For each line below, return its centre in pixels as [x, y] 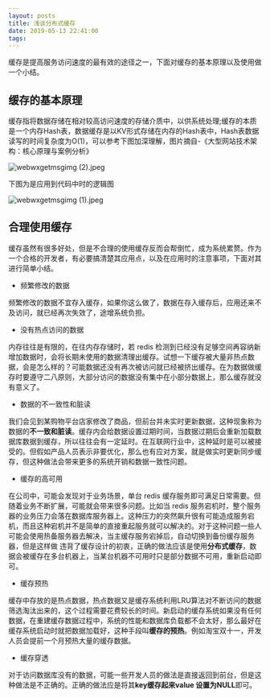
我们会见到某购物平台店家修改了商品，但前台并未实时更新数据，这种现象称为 [135, 421]
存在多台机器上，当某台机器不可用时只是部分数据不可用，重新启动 [145, 556]
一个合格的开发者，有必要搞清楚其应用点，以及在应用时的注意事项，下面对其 [135, 258]
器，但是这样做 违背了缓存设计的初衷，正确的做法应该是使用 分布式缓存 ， [129, 546]
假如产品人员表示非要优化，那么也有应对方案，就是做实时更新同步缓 [149, 451]
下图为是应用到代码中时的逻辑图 [61, 184]
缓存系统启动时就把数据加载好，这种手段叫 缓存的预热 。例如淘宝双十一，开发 [135, 630]
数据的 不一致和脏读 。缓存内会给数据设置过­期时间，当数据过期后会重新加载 [131, 431]
